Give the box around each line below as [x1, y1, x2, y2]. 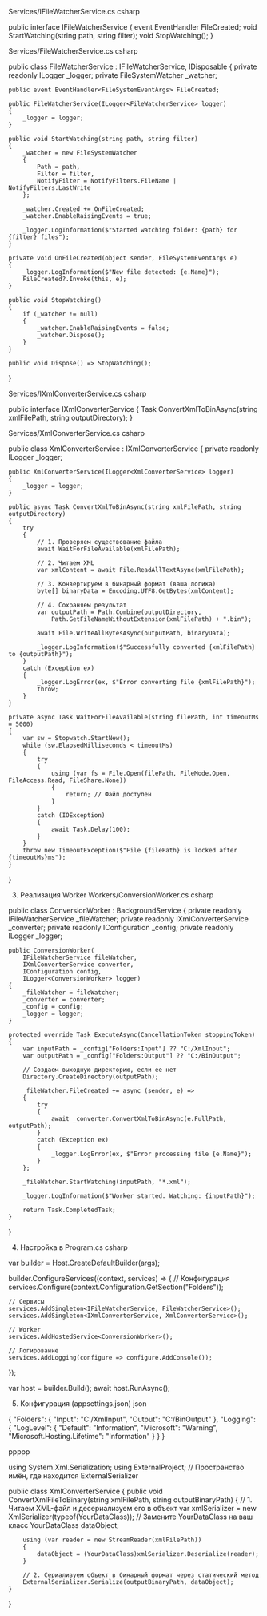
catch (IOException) [37, 812, 106, 820]
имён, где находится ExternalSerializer [8, 1471, 138, 1481]
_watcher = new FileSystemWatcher [22, 149, 137, 157]
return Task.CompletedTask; [22, 1206, 116, 1214]
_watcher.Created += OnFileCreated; [22, 205, 145, 213]
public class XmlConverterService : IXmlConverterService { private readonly [8, 444, 260, 453]
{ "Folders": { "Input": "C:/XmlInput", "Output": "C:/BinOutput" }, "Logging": [8, 1414, 256, 1424]
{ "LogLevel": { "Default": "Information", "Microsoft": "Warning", [8, 1423, 218, 1433]
